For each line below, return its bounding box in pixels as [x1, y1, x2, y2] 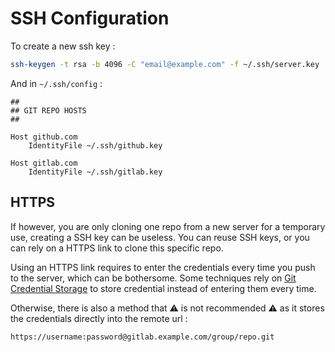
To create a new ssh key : [10, 40, 116, 52]
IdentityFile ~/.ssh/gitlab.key [28, 167, 163, 177]
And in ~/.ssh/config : [10, 77, 103, 89]
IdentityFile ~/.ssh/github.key [28, 140, 163, 151]
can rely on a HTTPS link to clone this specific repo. [10, 242, 224, 254]
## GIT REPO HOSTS [10, 105, 87, 116]
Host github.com [10, 132, 78, 142]
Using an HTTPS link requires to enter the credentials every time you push [10, 261, 316, 273]
